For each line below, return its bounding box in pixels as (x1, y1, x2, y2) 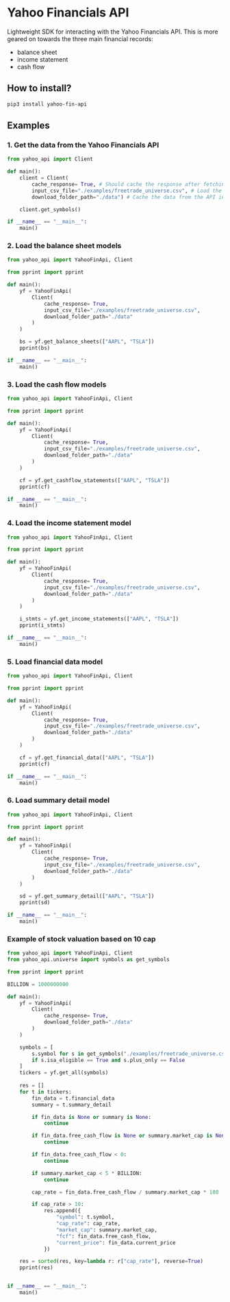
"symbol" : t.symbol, (55, 1214, 115, 1221)
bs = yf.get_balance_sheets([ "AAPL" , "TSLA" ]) (19, 338, 155, 346)
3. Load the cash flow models (7, 379, 107, 389)
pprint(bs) (19, 345, 51, 352)
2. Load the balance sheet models (7, 241, 122, 251)
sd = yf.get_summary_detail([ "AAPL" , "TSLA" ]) (19, 893, 155, 900)
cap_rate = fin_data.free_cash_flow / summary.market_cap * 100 (31, 1188, 219, 1196)
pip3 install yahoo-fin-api (7, 101, 88, 108)
